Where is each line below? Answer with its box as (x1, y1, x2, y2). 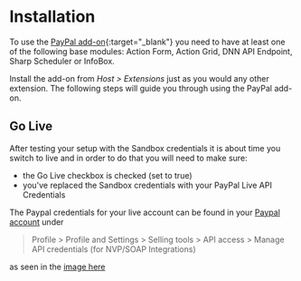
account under (9, 216, 64, 228)
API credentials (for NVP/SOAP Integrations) (31, 243, 196, 255)
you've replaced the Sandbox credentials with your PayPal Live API (22, 179, 273, 190)
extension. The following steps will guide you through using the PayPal (9, 82, 273, 93)
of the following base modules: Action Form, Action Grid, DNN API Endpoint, (9, 45, 293, 56)
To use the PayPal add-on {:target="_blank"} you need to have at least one (9, 36, 286, 47)
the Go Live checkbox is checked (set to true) (22, 170, 193, 180)
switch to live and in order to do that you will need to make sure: (9, 152, 248, 163)
